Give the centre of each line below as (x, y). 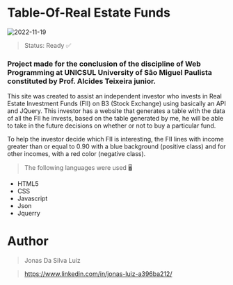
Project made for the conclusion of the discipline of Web (104, 64)
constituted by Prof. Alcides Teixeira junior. (82, 81)
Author (28, 241)
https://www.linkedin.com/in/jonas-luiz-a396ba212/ (98, 274)
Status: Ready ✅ (48, 45)
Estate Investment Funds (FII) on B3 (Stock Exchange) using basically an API (116, 104)
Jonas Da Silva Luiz (53, 261)
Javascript (32, 198)
